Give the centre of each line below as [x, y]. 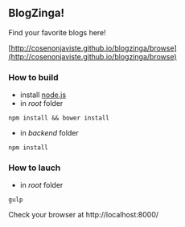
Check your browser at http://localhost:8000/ [84, 215]
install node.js [43, 95]
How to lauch [35, 168]
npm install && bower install [59, 118]
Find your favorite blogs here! [57, 32]
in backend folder [49, 133]
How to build [33, 77]
